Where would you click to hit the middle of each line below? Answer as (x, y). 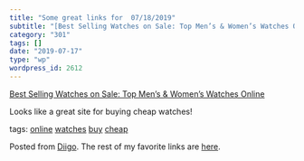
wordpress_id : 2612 (46, 69)
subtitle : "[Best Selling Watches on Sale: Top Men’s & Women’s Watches (149, 26)
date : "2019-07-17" (46, 52)
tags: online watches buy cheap (69, 128)
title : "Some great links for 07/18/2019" (93, 18)
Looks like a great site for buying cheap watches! (101, 111)
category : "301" (40, 34)
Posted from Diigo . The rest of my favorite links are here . (115, 147)
